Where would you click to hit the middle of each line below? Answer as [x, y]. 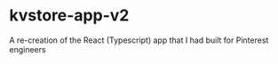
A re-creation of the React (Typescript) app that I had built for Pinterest [139, 40]
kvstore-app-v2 [69, 16]
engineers [28, 49]
